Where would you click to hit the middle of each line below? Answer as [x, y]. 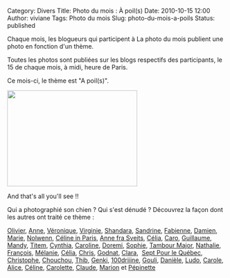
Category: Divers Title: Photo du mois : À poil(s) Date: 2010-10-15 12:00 [109, 11]
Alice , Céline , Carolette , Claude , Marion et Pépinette [81, 267]
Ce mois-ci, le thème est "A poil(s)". [58, 81]
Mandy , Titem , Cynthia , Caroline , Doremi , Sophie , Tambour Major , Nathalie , [114, 245]
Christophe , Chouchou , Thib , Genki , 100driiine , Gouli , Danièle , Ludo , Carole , [115, 260]
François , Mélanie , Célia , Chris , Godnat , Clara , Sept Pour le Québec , [105, 253]
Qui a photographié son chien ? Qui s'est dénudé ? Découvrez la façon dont [115, 210]
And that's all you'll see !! [43, 196]
